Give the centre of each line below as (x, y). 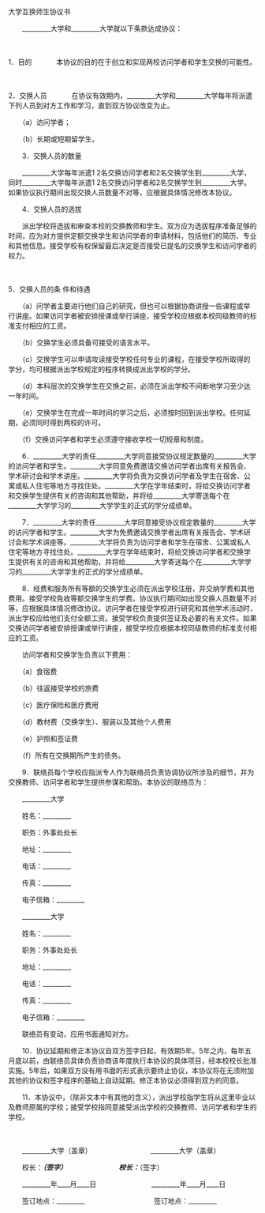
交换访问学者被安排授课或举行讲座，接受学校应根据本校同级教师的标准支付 (129, 628)
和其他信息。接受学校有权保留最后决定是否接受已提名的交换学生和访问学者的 (132, 246)
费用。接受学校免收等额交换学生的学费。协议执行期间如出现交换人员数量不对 (132, 598)
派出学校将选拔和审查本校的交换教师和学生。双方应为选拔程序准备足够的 (139, 226)
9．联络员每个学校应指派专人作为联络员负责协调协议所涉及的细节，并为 (138, 772)
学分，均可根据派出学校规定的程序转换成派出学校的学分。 (101, 369)
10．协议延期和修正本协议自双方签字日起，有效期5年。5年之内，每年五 (137, 1051)
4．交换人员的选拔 (52, 209)
